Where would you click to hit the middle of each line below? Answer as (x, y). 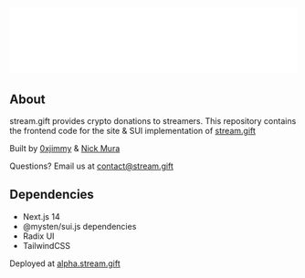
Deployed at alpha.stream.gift (65, 263)
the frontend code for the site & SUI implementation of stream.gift (132, 130)
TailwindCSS (47, 245)
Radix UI (38, 236)
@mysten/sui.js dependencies (79, 226)
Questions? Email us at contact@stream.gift (91, 166)
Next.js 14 (42, 216)
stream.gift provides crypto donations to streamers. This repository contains (153, 120)
